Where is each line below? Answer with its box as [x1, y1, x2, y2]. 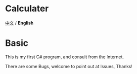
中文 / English [5, 20, 34, 26]
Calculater [5, 3, 49, 14]
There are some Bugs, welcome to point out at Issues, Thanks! [5, 63, 133, 69]
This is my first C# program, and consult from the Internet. [5, 54, 124, 60]
